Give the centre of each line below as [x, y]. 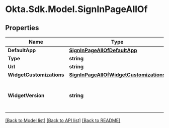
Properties [22, 28]
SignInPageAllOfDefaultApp [103, 50]
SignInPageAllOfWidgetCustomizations [117, 75]
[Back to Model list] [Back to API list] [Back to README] [63, 120]
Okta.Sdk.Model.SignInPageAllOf [76, 9]
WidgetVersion [26, 95]
